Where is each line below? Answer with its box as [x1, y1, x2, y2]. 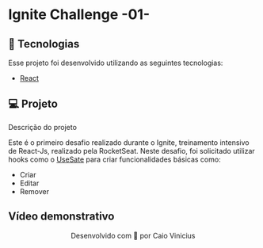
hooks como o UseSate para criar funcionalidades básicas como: [8, 155, 221, 164]
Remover [19, 186, 50, 196]
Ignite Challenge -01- [8, 6, 151, 24]
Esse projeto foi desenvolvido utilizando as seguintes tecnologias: [8, 58, 223, 67]
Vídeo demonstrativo [8, 210, 115, 223]
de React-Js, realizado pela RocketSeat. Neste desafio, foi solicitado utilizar [8, 146, 255, 155]
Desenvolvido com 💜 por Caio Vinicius [71, 231, 196, 240]
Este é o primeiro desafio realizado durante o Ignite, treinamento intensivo [8, 137, 250, 147]
